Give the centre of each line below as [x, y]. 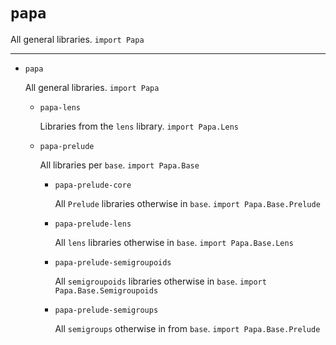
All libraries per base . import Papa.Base [119, 165]
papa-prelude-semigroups [106, 310]
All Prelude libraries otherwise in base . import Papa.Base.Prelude [187, 203]
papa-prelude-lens [93, 224]
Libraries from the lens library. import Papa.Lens [139, 126]
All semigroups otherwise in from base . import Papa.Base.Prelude [187, 328]
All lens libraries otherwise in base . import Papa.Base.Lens [174, 242]
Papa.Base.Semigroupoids [106, 290]
